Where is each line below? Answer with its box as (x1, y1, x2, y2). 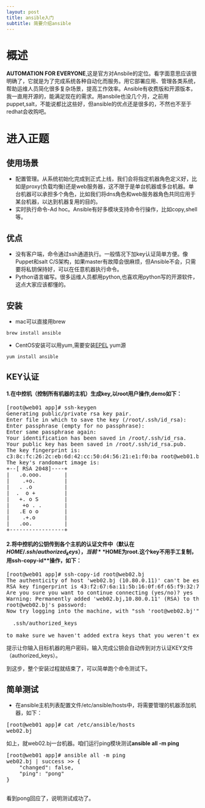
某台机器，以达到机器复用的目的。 (15, 198, 101, 205)
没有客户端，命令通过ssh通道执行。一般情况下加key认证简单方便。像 (15, 250, 188, 258)
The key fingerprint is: (6, 446, 81, 454)
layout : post (6, 9, 40, 15)
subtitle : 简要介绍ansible (6, 20, 71, 26)
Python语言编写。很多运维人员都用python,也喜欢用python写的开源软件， (15, 273, 198, 281)
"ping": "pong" (19, 770, 65, 777)
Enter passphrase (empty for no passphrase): (6, 422, 145, 429)
